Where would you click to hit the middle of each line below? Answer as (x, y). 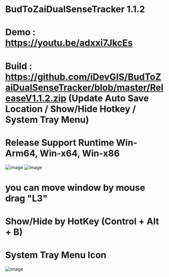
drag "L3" (26, 198)
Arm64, (21, 153)
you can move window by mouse (75, 188)
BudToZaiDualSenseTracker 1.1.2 (75, 9)
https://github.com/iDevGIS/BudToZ (83, 77)
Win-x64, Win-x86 (80, 153)
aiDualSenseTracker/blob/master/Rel (84, 87)
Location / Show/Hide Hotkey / (71, 109)
